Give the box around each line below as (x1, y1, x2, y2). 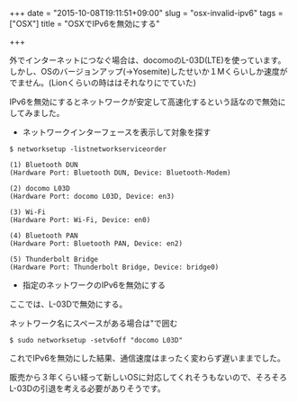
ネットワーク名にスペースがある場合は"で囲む (9, 318, 178, 328)
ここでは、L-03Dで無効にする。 (9, 299, 128, 309)
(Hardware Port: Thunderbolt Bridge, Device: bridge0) (9, 263, 220, 272)
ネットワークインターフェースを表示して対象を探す (22, 127, 211, 138)
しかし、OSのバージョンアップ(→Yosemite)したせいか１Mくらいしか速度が (9, 67, 288, 76)
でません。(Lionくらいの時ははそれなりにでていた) (9, 77, 196, 88)
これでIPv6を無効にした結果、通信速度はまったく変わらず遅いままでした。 (9, 353, 285, 363)
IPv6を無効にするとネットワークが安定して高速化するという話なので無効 (9, 96, 278, 107)
